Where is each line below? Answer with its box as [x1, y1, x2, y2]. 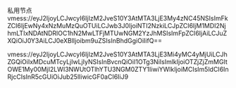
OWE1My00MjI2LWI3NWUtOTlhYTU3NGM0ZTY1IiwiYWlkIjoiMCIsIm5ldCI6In [7, 65, 229, 73]
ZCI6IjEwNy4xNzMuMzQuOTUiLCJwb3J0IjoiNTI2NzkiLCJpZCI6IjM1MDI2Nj [7, 22, 227, 30]
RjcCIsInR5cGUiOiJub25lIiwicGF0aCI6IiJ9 [7, 73, 129, 81]
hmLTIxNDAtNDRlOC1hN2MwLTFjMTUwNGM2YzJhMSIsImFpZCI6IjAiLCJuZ [7, 29, 228, 37]
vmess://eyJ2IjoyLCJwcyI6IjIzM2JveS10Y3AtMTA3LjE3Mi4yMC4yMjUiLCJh [7, 50, 228, 58]
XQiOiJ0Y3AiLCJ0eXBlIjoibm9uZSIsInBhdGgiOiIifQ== [7, 37, 163, 44]
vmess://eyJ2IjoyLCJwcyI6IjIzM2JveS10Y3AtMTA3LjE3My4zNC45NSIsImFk [7, 14, 228, 23]
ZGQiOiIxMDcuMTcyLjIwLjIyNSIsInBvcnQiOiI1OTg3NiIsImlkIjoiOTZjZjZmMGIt [7, 58, 228, 65]
